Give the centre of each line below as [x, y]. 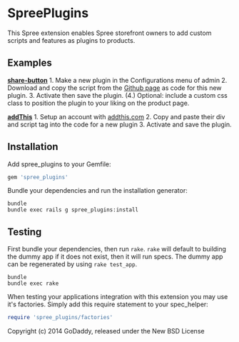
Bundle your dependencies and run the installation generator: [97, 191]
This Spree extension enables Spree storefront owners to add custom [110, 33]
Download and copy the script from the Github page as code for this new [115, 88]
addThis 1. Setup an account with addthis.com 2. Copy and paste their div [116, 116]
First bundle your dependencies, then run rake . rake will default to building [117, 249]
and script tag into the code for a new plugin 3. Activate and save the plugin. [119, 124]
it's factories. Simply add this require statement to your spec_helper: [108, 304]
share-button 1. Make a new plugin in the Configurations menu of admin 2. [117, 80]
